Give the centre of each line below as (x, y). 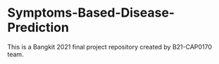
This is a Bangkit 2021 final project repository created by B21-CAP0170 (110, 47)
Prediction (38, 27)
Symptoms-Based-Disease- (91, 13)
